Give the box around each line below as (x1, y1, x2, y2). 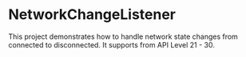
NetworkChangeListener (8, 6, 176, 24)
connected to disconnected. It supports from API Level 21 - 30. (8, 40, 216, 49)
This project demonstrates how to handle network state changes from (8, 32, 238, 41)
